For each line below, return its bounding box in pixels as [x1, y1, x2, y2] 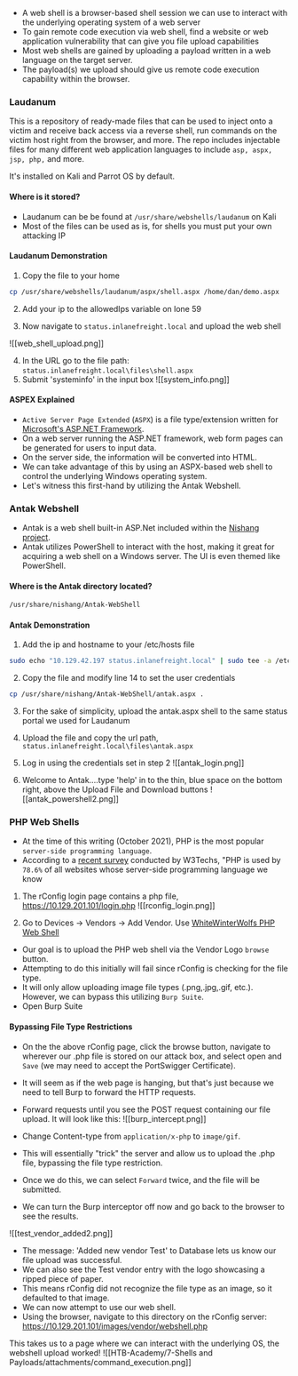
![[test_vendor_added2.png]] [9, 1228, 114, 1238]
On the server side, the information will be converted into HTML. [21, 452, 257, 462]
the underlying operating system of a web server [21, 17, 201, 28]
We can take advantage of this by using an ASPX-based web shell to [21, 461, 273, 472]
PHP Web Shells [9, 816, 80, 828]
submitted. [21, 1184, 62, 1195]
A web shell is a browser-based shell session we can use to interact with [21, 8, 288, 18]
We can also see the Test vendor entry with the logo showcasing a [21, 1264, 266, 1275]
